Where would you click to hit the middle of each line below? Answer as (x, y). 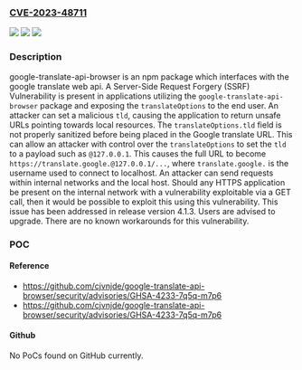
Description (36, 57)
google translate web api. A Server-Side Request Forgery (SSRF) (130, 86)
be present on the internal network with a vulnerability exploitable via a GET (151, 192)
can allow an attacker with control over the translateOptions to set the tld (148, 144)
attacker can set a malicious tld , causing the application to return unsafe (145, 115)
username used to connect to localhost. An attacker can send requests (142, 173)
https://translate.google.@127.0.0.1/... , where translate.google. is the (149, 163)
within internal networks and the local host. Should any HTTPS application (147, 182)
